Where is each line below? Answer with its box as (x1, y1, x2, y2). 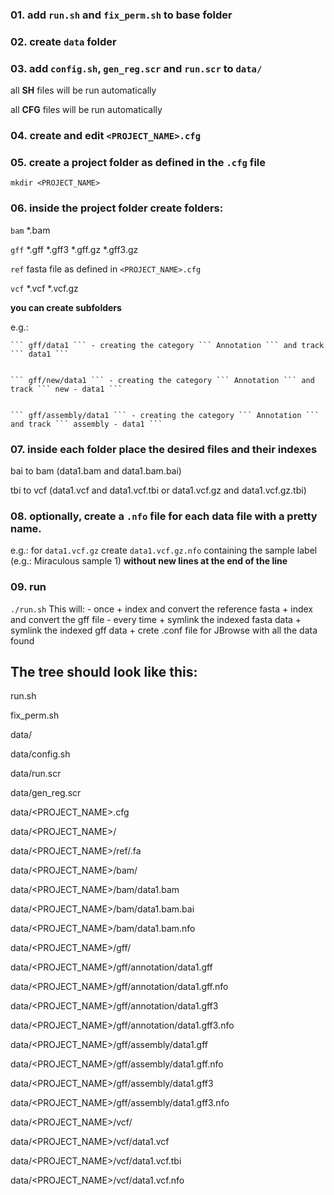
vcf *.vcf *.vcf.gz (10, 282, 79, 294)
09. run (10, 580, 47, 594)
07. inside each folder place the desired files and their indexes (10, 442, 318, 456)
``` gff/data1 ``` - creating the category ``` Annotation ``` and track (10, 340, 325, 350)
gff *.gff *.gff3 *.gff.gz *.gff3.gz (10, 243, 139, 255)
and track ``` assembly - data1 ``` (10, 419, 163, 429)
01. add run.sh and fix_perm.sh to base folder (10, 8, 233, 22)
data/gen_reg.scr (10, 787, 82, 799)
